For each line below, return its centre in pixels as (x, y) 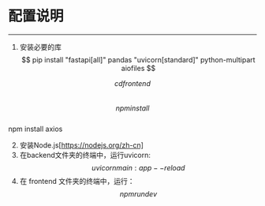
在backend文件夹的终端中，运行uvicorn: (85, 155)
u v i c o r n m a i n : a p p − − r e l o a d (138, 167)
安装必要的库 (40, 47)
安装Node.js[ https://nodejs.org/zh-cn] (82, 145)
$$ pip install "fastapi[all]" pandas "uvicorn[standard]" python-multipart (138, 59)
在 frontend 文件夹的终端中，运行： (77, 181)
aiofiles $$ (138, 68)
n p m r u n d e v (138, 193)
